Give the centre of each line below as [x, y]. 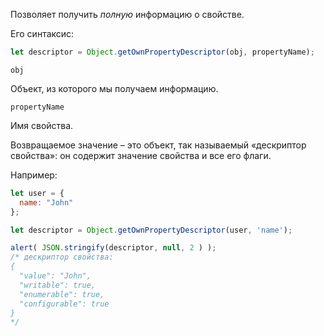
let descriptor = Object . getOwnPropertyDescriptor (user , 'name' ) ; [151, 230]
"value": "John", [55, 276]
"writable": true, [58, 285]
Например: [34, 175]
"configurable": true [64, 304]
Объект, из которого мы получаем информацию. [114, 88]
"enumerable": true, [62, 294]
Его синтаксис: [42, 33]
